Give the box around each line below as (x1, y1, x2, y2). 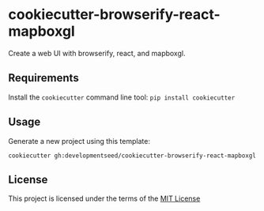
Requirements (8, 71, 79, 85)
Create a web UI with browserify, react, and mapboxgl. (8, 48, 186, 58)
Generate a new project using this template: (8, 136, 150, 145)
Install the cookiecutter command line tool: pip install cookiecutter (8, 92, 236, 102)
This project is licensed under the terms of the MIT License (8, 194, 201, 203)
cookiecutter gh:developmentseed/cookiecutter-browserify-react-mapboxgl (8, 152, 257, 160)
